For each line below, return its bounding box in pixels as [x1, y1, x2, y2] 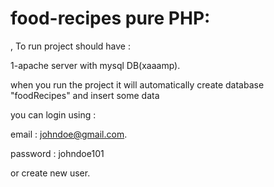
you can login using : [10, 108, 97, 121]
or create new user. [10, 167, 91, 179]
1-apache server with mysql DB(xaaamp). [10, 59, 181, 71]
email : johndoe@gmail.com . [10, 128, 128, 140]
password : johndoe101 [10, 147, 105, 159]
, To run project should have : [10, 40, 131, 52]
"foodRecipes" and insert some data [10, 89, 160, 101]
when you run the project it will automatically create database [10, 78, 265, 91]
